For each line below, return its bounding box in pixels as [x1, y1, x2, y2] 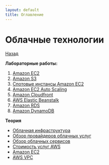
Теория [5, 117, 22, 124]
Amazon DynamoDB [12, 108, 54, 114]
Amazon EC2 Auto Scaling [12, 87, 67, 93]
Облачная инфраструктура [12, 128, 70, 134]
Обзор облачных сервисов [12, 138, 70, 144]
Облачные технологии [5, 34, 104, 46]
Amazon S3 [12, 75, 37, 81]
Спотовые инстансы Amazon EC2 [12, 81, 84, 87]
